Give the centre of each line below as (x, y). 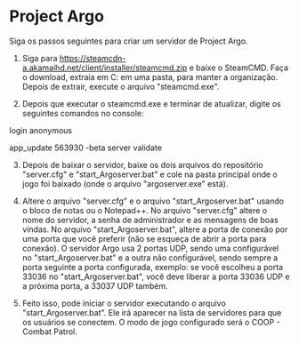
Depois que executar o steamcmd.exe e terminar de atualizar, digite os (152, 103)
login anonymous (41, 130)
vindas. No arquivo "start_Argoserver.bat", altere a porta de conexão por (155, 229)
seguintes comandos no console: (83, 113)
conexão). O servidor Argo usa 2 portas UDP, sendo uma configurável (150, 248)
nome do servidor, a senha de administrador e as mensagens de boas (150, 220)
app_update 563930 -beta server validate (86, 148)
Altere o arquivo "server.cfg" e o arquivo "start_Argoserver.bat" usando (153, 201)
